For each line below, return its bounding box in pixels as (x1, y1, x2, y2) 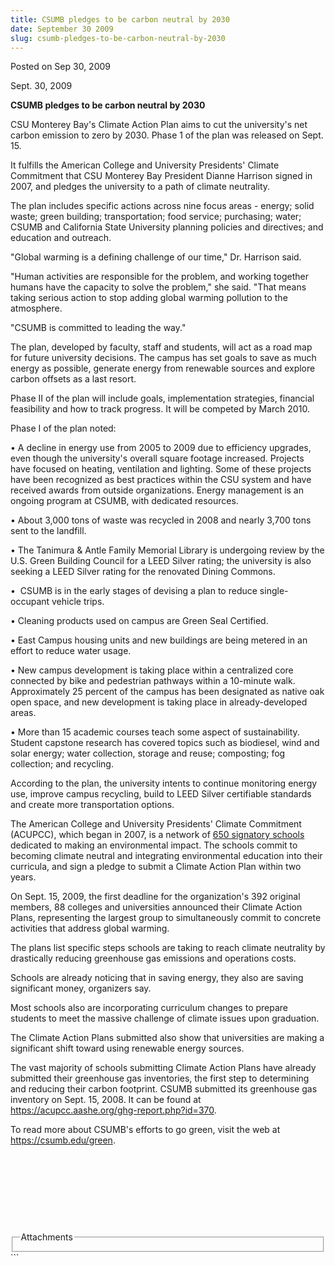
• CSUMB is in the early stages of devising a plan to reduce (10, 585, 258, 597)
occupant (10, 596, 50, 608)
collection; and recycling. (10, 758, 114, 770)
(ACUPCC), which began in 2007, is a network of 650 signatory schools (10, 829, 305, 841)
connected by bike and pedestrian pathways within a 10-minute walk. (10, 675, 296, 687)
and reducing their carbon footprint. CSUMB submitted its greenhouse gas (10, 1083, 318, 1095)
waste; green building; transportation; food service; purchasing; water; (10, 211, 302, 223)
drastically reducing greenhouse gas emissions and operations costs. (10, 952, 297, 965)
